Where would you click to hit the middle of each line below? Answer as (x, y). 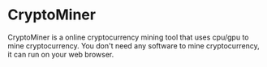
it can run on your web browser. (61, 54)
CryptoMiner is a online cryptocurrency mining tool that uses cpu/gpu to (128, 37)
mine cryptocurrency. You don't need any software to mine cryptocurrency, (134, 45)
